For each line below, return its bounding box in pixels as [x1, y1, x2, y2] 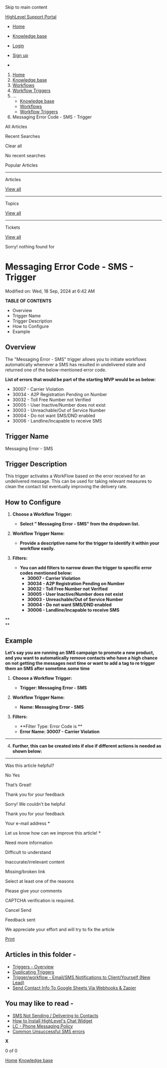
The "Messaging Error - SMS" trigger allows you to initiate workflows [5, 356, 147, 362]
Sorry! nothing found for [5, 244, 55, 249]
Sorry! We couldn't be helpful [5, 801, 66, 807]
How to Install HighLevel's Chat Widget [12, 1018, 93, 1024]
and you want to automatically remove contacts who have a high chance [5, 655, 158, 661]
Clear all [5, 143, 22, 149]
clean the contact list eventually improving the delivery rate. [5, 484, 128, 490]
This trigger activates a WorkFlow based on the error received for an [5, 473, 146, 479]
